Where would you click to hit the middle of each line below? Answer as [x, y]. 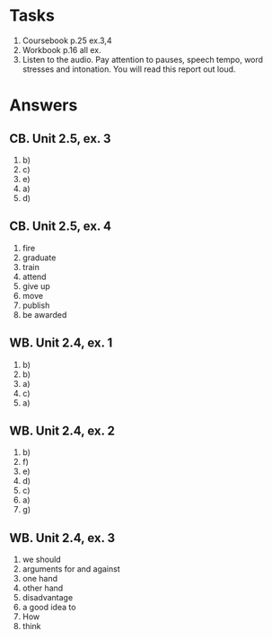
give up [36, 286]
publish [36, 305]
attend [34, 276]
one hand [40, 579]
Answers [44, 105]
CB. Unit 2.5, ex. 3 [60, 139]
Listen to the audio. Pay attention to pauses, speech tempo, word [142, 59]
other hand [43, 588]
